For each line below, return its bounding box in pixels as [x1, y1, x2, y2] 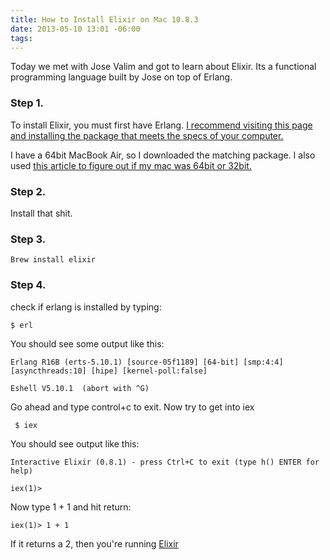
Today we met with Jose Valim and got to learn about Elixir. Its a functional [10, 61, 317, 73]
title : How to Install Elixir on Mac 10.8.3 [10, 14, 199, 25]
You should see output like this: [10, 437, 140, 450]
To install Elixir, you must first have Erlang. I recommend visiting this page [10, 119, 313, 131]
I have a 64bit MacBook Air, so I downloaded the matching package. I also [10, 149, 316, 161]
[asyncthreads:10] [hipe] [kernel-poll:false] [10, 366, 208, 376]
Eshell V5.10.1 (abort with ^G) [10, 383, 150, 393]
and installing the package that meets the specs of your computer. [10, 129, 284, 141]
